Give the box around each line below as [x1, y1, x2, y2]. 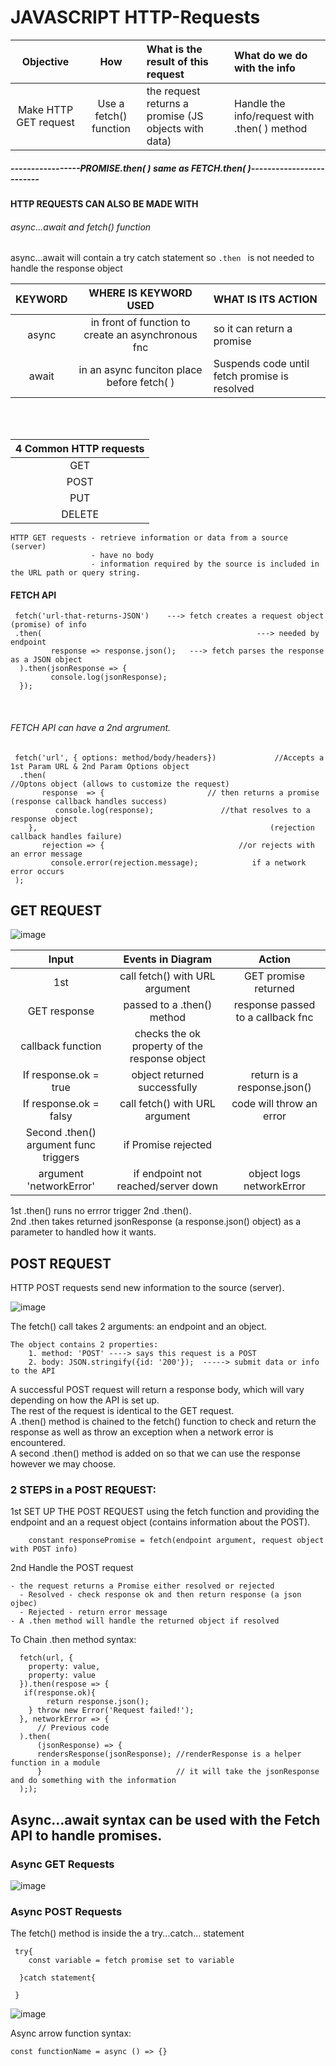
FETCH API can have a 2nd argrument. [10, 721, 172, 733]
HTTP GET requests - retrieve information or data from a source [10, 533, 288, 543]
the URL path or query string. [10, 568, 141, 578]
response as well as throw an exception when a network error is [10, 1426, 274, 1438]
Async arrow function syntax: [10, 2027, 132, 2040]
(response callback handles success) [10, 796, 168, 806]
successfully [138, 1081, 198, 1095]
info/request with [234, 109, 315, 123]
